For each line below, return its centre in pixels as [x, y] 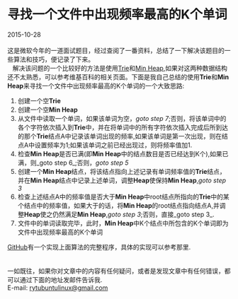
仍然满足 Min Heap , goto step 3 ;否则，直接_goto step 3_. [133, 214]
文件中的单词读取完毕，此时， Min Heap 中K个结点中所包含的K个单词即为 [123, 223]
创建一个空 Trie [39, 100]
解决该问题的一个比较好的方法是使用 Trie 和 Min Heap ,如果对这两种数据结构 [120, 68]
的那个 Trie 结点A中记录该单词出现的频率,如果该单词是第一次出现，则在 [119, 136]
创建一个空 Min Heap [47, 110]
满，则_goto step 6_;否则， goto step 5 [73, 163]
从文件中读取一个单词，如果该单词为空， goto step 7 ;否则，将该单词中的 [122, 118]
